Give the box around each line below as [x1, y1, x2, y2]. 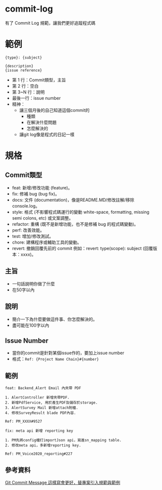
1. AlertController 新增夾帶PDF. [5, 395, 70, 400]
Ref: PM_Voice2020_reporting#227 [5, 452, 73, 457]
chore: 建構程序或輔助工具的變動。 [12, 239, 81, 245]
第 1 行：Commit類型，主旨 [12, 77, 66, 83]
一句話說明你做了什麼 [12, 281, 55, 286]
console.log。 [12, 203, 40, 209]
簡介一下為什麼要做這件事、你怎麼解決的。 [12, 316, 97, 322]
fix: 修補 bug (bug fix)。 [12, 190, 60, 197]
